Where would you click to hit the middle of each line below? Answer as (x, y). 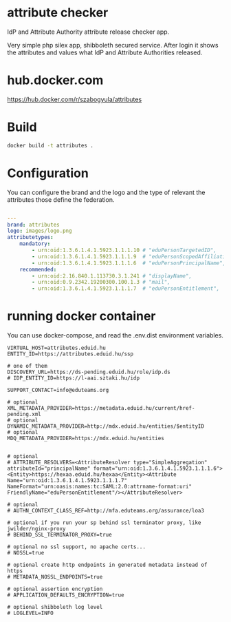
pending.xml (24, 415)
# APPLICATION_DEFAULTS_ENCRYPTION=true (66, 595)
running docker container (81, 317)
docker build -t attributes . (51, 145)
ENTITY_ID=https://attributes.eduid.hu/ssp (70, 354)
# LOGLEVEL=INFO (30, 613)
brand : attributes (33, 225)
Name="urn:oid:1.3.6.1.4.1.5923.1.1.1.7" (67, 481)
